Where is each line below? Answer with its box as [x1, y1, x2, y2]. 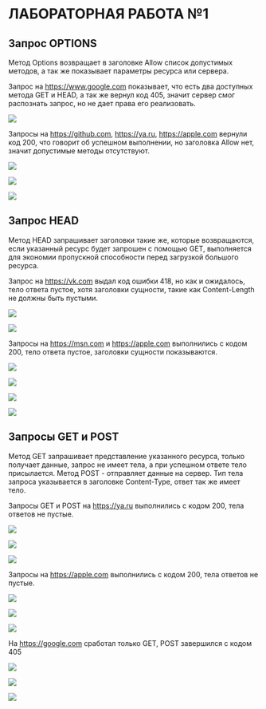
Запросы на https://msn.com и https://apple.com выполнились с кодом [8, 339, 248, 348]
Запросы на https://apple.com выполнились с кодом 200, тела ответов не [8, 569, 259, 579]
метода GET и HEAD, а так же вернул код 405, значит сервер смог [8, 90, 236, 100]
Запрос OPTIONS [8, 37, 97, 50]
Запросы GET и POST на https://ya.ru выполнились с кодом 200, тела [8, 501, 244, 510]
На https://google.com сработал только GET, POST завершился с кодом [8, 638, 252, 648]
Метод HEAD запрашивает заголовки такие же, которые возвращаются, [8, 235, 255, 244]
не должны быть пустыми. [8, 293, 98, 303]
